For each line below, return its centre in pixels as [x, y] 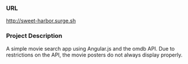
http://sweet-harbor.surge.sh [41, 21]
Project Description [34, 36]
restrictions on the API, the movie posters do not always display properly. [94, 55]
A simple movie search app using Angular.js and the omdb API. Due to [90, 48]
